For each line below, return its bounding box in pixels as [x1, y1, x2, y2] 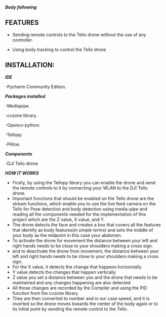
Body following [5, 4, 37, 10]
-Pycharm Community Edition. [5, 84, 67, 90]
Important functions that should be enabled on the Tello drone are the [12, 195, 154, 201]
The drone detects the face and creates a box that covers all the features [12, 221, 162, 227]
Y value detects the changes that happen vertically [12, 269, 116, 275]
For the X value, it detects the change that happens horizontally [12, 264, 142, 269]
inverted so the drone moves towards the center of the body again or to [12, 301, 158, 307]
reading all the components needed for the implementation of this [12, 211, 146, 217]
